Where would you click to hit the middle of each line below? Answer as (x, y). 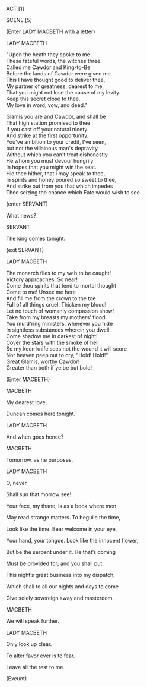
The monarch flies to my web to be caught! (59, 273)
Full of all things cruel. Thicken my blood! (56, 305)
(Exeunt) (17, 679)
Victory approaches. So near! (42, 279)
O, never (17, 483)
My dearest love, (27, 402)
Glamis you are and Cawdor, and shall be (56, 116)
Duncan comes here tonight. (41, 414)
